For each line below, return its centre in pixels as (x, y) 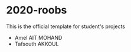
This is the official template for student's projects (66, 26)
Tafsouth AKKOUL (37, 44)
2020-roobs (37, 10)
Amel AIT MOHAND (38, 37)
